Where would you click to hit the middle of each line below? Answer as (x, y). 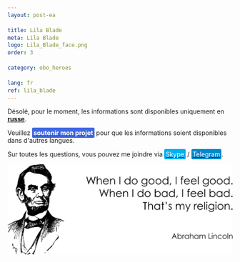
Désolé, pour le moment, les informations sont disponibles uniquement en (116, 111)
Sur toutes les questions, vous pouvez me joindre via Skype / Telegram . (115, 154)
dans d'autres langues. (41, 141)
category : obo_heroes (40, 68)
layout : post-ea (31, 15)
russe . (17, 119)
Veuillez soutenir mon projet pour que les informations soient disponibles (117, 133)
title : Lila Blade (35, 30)
